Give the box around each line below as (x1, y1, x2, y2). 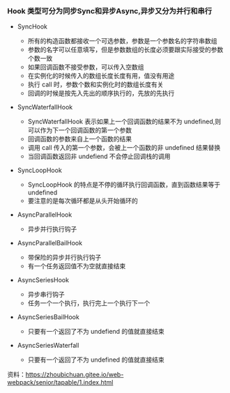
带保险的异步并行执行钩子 (27, 253, 102, 262)
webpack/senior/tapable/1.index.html (7, 378, 114, 387)
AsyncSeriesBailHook (17, 313, 80, 321)
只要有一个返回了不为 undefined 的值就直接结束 (27, 355, 165, 364)
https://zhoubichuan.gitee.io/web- (25, 371, 124, 379)
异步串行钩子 (27, 291, 65, 299)
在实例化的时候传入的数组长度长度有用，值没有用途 (27, 72, 175, 80)
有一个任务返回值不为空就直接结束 (27, 262, 126, 270)
